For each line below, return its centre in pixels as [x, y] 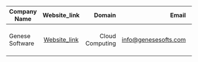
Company [23, 11]
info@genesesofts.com [154, 39]
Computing [101, 43]
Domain [105, 15]
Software [22, 43]
